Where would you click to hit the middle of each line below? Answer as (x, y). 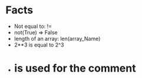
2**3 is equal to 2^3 (39, 45)
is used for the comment (75, 68)
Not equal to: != (33, 26)
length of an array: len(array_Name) (57, 38)
